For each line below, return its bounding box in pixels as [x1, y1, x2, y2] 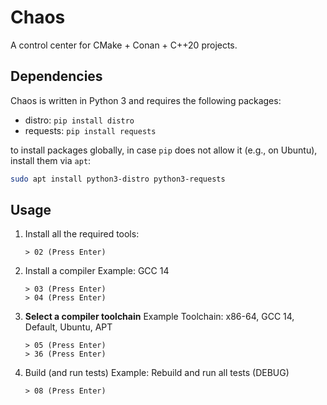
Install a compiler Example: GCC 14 [24, 265, 170, 277]
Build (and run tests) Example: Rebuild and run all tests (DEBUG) [24, 367, 290, 379]
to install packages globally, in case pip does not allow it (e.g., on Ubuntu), [10, 144, 318, 156]
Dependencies [10, 68, 103, 85]
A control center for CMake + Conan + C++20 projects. [10, 39, 238, 51]
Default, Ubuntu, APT [24, 321, 113, 333]
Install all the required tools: [24, 228, 140, 240]
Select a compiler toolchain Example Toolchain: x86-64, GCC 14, [24, 311, 295, 323]
